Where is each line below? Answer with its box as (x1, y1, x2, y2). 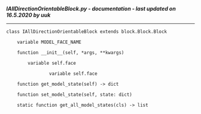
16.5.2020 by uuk (6, 11, 51, 19)
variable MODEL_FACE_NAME (17, 39, 82, 45)
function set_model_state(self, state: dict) (17, 92, 133, 98)
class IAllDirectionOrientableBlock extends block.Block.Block (6, 29, 167, 35)
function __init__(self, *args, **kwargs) (17, 50, 124, 56)
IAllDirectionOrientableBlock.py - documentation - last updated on (6, 5, 176, 12)
